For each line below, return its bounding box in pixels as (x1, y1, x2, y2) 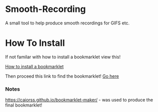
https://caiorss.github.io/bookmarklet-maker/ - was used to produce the (5, 97, 154, 103)
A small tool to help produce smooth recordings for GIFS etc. (5, 20, 130, 26)
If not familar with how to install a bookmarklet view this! (5, 54, 121, 60)
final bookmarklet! (5, 102, 42, 108)
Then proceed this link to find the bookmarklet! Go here (5, 73, 119, 79)
